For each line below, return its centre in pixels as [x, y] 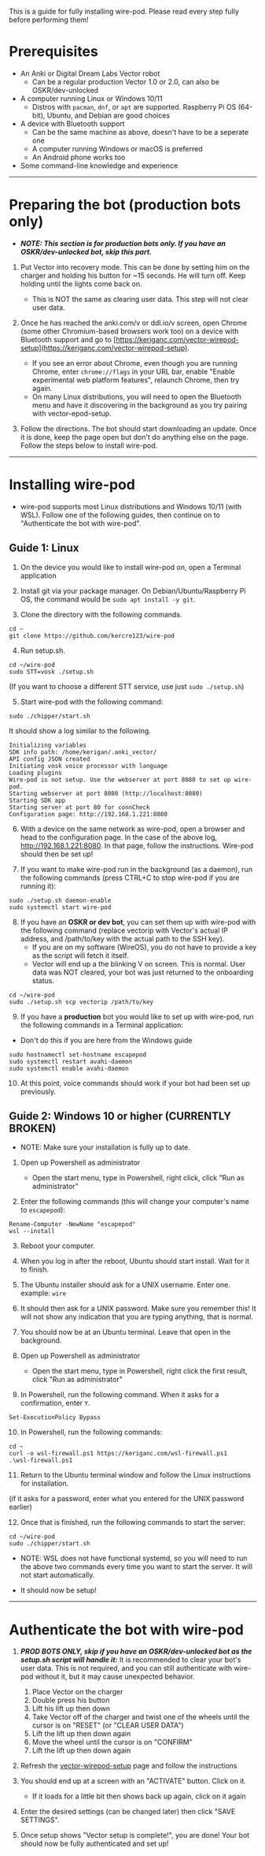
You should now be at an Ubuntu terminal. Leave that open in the [125, 1332]
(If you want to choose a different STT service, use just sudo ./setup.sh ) [127, 686]
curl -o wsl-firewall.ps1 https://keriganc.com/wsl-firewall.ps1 [118, 1454]
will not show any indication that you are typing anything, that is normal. [137, 1317]
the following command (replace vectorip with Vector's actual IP [124, 930]
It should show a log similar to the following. [80, 730]
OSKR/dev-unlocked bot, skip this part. [86, 252]
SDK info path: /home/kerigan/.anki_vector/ [83, 752]
